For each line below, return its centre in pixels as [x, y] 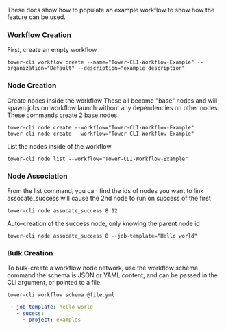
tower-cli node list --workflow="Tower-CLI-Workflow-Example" [98, 159]
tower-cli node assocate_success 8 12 [62, 211]
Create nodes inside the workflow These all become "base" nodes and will [112, 100]
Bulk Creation [30, 253]
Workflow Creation [39, 35]
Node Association [38, 176]
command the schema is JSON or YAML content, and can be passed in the [112, 275]
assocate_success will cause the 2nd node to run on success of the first [109, 198]
